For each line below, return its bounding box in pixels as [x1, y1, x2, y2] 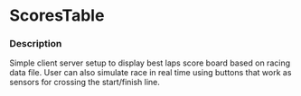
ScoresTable [9, 5, 105, 26]
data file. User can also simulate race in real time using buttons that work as [9, 67, 292, 78]
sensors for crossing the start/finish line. [9, 77, 161, 88]
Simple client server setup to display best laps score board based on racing [9, 57, 291, 68]
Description [9, 38, 62, 50]
